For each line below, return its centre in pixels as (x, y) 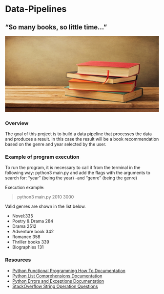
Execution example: (25, 188)
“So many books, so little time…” (56, 27)
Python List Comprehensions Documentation (57, 276)
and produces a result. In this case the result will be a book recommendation (82, 139)
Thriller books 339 (31, 242)
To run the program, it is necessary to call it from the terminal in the (73, 168)
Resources (18, 260)
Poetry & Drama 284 (33, 221)
